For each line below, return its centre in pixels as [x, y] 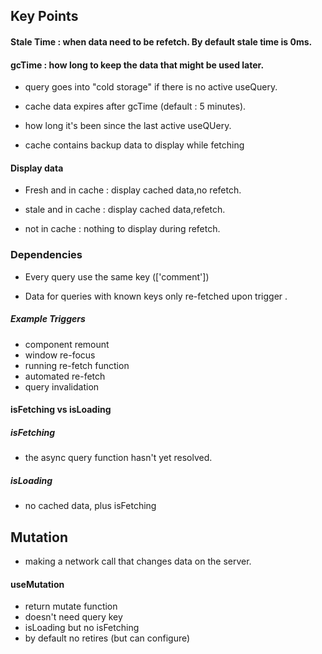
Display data [37, 168]
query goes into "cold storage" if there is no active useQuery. [151, 87]
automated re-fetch [65, 376]
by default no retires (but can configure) [107, 638]
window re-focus [60, 355]
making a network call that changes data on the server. [138, 561]
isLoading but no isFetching [82, 628]
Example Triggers [48, 319]
